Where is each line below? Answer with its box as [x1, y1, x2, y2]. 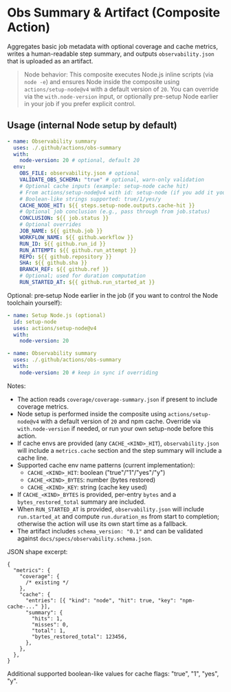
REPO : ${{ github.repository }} [19, 253, 112, 260]
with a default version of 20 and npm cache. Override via [40, 417, 201, 425]
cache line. [16, 454, 49, 462]
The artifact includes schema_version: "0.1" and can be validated [16, 527, 203, 535]
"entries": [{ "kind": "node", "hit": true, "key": [25, 597, 177, 604]
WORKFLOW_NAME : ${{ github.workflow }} [19, 234, 134, 241]
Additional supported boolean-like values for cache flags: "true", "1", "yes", [7, 669, 219, 678]
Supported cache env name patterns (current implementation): [16, 460, 195, 469]
